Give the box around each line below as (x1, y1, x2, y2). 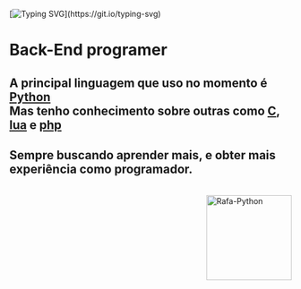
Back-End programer (9, 40, 168, 60)
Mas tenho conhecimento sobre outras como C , (9, 103, 280, 118)
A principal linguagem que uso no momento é (9, 75, 268, 90)
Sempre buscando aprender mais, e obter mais (9, 148, 276, 163)
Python (9, 89, 51, 105)
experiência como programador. (9, 161, 193, 176)
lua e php (9, 117, 62, 132)
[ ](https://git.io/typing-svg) (9, 9, 161, 19)
